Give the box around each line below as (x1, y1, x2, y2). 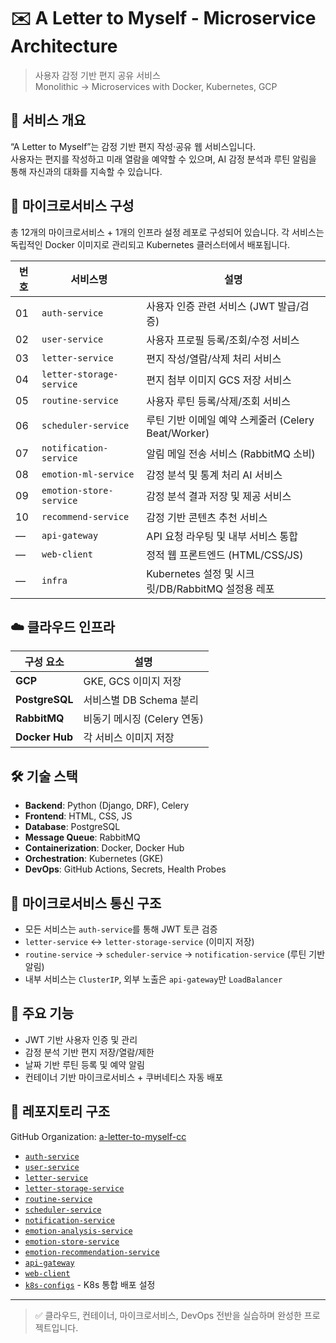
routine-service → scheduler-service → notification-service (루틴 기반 (24, 948, 326, 960)
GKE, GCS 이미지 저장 (83, 675, 182, 689)
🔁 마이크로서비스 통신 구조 (10, 895, 162, 912)
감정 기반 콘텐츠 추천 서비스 (146, 510, 268, 524)
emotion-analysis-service (24, 1226, 133, 1236)
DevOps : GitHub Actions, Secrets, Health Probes (24, 863, 227, 875)
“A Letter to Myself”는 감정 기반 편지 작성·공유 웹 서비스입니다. (10, 140, 257, 152)
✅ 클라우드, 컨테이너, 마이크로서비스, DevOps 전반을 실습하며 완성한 (34, 1309, 302, 1321)
